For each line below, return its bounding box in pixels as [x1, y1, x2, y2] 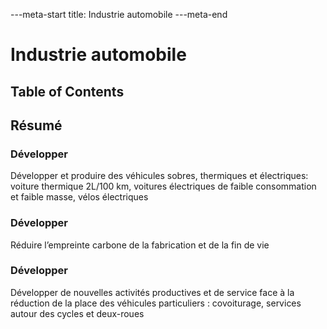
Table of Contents [10, 83, 125, 100]
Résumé [10, 117, 63, 134]
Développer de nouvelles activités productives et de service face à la [10, 286, 295, 298]
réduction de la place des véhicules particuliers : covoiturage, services [10, 297, 302, 309]
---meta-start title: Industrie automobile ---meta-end [10, 9, 228, 20]
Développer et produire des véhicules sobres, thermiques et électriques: [10, 170, 309, 182]
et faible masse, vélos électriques [10, 191, 149, 203]
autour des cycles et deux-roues [10, 307, 145, 319]
